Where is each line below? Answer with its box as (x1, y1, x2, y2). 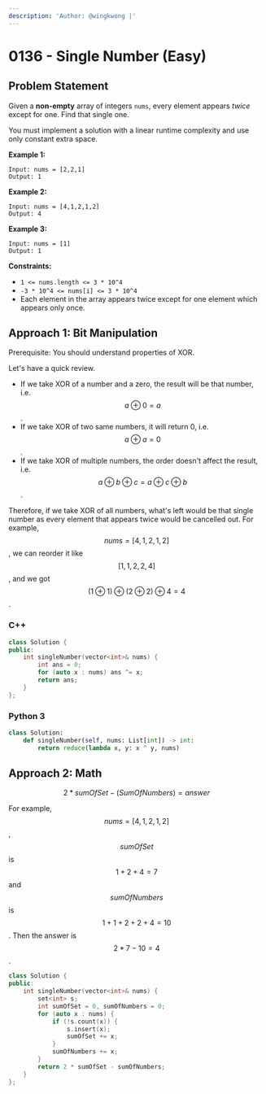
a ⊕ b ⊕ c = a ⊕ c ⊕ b (98, 477, 188, 487)
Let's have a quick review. (8, 364, 96, 373)
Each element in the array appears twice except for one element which (20, 294, 258, 303)
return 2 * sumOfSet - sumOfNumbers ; (37, 1062, 165, 1070)
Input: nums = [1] (8, 239, 71, 248)
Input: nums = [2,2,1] (8, 165, 85, 173)
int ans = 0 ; (37, 660, 82, 669)
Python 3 (8, 710, 46, 721)
